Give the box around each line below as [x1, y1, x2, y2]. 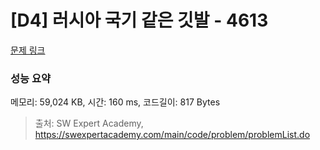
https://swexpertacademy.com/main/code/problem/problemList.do [34, 129, 311, 141]
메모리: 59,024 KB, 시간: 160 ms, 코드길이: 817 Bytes [10, 96, 221, 108]
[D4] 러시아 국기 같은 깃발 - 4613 [10, 9, 269, 32]
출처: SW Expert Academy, [34, 117, 144, 130]
